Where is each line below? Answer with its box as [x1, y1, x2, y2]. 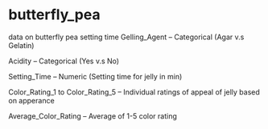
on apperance [8, 95, 55, 105]
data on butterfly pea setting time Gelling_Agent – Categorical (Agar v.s [8, 32, 245, 42]
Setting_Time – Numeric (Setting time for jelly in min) [8, 71, 183, 81]
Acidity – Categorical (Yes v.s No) [8, 56, 119, 66]
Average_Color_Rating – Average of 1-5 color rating [8, 111, 177, 121]
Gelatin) [8, 40, 35, 50]
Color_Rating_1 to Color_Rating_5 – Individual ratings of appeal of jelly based [8, 87, 260, 97]
